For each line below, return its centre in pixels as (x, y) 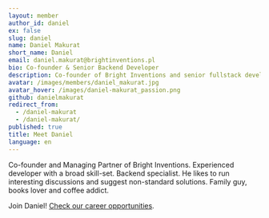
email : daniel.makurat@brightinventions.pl (82, 61)
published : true (35, 127)
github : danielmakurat (46, 97)
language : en (30, 142)
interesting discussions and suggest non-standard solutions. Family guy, (128, 181)
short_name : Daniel (41, 53)
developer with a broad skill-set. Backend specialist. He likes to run (119, 173)
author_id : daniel (39, 23)
